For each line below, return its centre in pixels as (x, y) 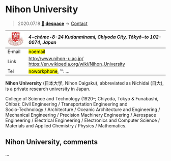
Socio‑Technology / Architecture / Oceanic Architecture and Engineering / (83, 110)
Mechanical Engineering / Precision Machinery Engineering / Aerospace (81, 115)
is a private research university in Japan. (48, 89)
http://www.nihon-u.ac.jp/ (56, 59)
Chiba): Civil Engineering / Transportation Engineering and (66, 104)
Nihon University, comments (52, 142)
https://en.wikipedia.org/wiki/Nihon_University (77, 64)
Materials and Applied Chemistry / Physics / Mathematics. (66, 126)
